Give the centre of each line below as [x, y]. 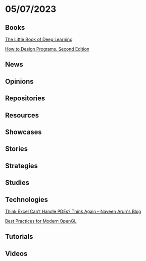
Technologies [27, 199]
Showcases [24, 132]
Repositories [25, 98]
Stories [17, 149]
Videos [16, 253]
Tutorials [19, 237]
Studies [17, 183]
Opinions [19, 81]
